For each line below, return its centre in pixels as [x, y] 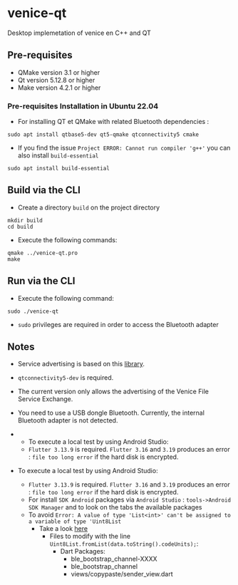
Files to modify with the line [90, 537]
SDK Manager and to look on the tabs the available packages [115, 507]
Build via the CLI [44, 190]
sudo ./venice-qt [33, 311]
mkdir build [25, 220]
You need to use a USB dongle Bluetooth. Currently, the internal [111, 413]
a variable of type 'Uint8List [75, 522]
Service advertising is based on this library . [81, 364]
